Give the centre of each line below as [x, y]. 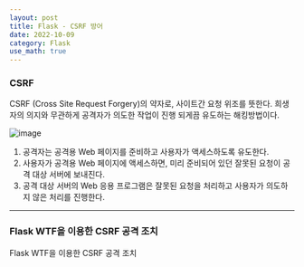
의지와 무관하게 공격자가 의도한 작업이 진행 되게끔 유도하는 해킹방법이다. [153, 115]
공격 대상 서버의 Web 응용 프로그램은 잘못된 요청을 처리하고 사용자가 [143, 186]
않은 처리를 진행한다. [69, 197]
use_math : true [38, 52]
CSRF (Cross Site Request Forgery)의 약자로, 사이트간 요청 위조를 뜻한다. [141, 104]
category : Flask [40, 43]
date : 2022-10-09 [42, 34]
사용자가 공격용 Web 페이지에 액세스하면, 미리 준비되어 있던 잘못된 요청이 [152, 163]
